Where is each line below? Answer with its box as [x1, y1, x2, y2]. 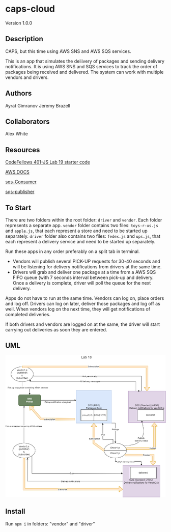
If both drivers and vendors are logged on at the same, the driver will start [5, 321, 160, 327]
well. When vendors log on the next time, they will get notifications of [5, 306, 151, 312]
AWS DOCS [5, 169, 30, 175]
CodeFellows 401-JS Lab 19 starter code [5, 159, 91, 165]
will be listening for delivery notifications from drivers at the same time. [12, 264, 162, 270]
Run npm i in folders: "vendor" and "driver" [5, 520, 95, 527]
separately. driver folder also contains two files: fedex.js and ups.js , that [5, 233, 160, 239]
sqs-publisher [5, 189, 35, 195]
